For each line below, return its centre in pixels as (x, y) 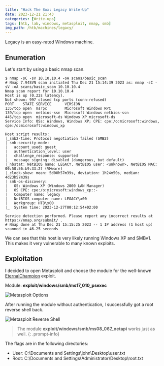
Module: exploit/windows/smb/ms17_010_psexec (56, 285)
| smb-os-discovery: (26, 182)
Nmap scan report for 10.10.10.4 (39, 91)
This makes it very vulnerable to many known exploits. (60, 243)
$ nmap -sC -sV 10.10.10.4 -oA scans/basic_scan (56, 78)
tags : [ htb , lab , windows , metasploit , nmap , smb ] (58, 23)
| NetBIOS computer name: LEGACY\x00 (46, 199)
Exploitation (24, 259)
